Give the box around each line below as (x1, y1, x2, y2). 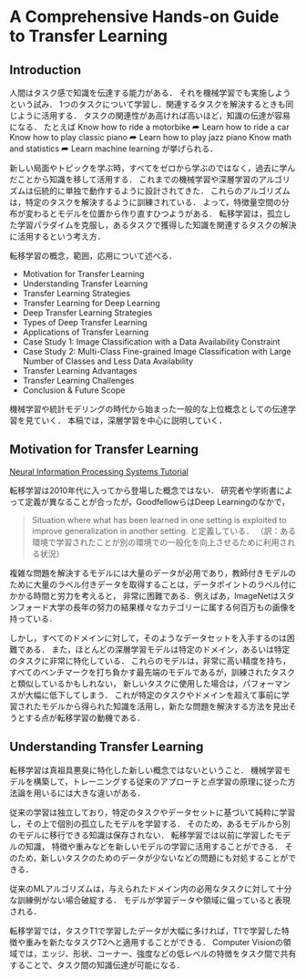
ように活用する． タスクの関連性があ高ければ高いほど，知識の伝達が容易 (16, 110, 291, 120)
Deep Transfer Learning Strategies (22, 307, 153, 318)
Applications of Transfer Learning (22, 326, 149, 337)
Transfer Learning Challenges (22, 376, 135, 386)
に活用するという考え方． (9, 231, 106, 242)
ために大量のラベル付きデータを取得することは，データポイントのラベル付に (9, 579, 297, 590)
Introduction (9, 62, 82, 77)
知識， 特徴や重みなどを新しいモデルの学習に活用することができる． (25, 840, 283, 851)
